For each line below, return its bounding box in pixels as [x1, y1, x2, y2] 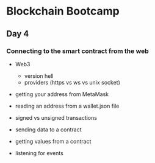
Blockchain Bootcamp [6, 4, 120, 18]
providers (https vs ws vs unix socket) [24, 78, 121, 86]
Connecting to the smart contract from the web [6, 47, 150, 55]
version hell [24, 72, 54, 80]
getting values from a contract [15, 137, 92, 145]
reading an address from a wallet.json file [15, 102, 120, 109]
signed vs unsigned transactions [15, 114, 98, 121]
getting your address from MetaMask [15, 90, 109, 98]
